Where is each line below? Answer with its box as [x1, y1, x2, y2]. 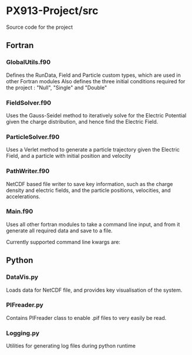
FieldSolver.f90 [6, 99, 52, 107]
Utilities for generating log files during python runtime [6, 342, 136, 350]
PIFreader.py [6, 301, 44, 309]
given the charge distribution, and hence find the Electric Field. [6, 118, 159, 125]
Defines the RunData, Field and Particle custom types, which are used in [6, 72, 181, 79]
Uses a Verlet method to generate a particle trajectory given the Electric [6, 146, 180, 153]
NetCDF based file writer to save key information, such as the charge [6, 180, 173, 187]
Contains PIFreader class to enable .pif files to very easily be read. [6, 314, 167, 321]
